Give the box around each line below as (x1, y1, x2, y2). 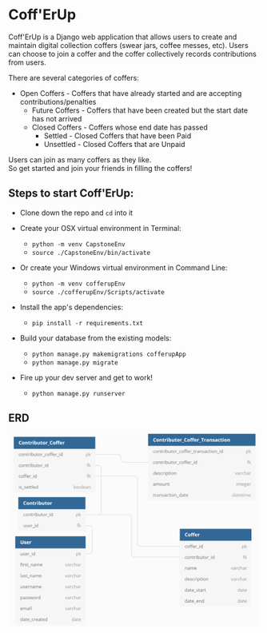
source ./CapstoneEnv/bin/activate (31, 249, 150, 257)
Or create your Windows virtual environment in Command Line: (19, 262, 228, 273)
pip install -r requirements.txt (31, 319, 144, 327)
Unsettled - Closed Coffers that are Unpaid (43, 139, 185, 149)
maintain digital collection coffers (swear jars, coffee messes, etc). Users (8, 40, 249, 50)
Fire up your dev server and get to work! (19, 372, 153, 382)
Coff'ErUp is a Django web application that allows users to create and (8, 32, 237, 42)
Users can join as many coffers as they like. (8, 154, 152, 165)
